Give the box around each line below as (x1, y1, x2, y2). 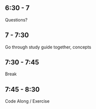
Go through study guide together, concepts (5, 44, 91, 50)
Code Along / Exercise (5, 98, 50, 104)
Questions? (5, 17, 28, 22)
